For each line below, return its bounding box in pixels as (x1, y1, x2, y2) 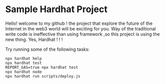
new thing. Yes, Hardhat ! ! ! (5, 36, 63, 43)
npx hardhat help (5, 56, 42, 61)
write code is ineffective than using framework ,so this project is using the (5, 31, 160, 37)
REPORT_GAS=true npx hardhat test (5, 65, 79, 70)
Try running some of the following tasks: (5, 46, 90, 52)
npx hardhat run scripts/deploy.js (5, 73, 81, 79)
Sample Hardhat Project (5, 4, 108, 15)
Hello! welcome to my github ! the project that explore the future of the (5, 20, 153, 26)
